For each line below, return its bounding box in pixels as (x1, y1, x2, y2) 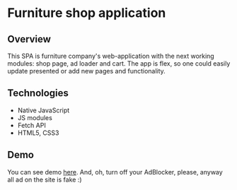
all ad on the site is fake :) (7, 175, 82, 184)
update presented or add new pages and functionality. (7, 67, 166, 75)
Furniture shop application (7, 5, 166, 21)
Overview (7, 33, 52, 45)
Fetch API (17, 121, 46, 129)
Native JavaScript (17, 106, 70, 114)
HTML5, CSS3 (17, 129, 59, 137)
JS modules (17, 113, 53, 121)
